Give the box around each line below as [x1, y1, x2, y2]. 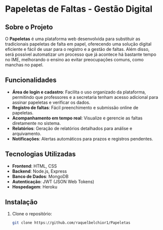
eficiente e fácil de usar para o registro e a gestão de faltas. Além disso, [5, 46, 150, 52]
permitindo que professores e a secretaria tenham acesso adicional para [12, 94, 159, 100]
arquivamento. [12, 131, 41, 137]
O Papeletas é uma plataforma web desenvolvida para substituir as [5, 36, 141, 42]
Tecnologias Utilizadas [5, 150, 76, 159]
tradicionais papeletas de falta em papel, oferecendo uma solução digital [5, 41, 152, 47]
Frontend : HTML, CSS [12, 163, 57, 169]
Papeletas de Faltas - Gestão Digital [5, 3, 153, 15]
